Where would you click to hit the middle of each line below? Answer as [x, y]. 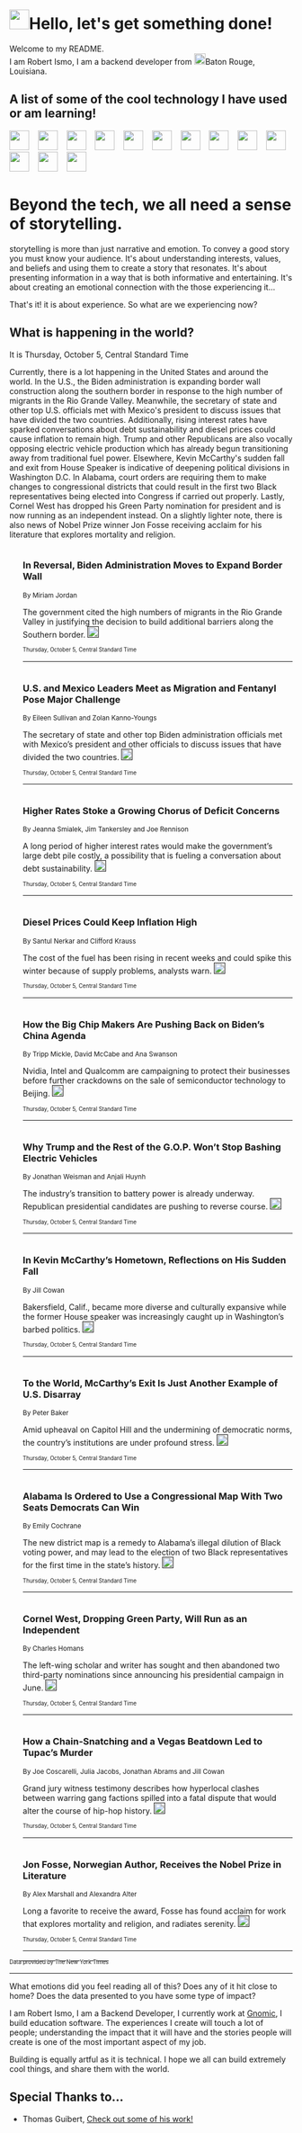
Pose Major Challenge [71, 699]
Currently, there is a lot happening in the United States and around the [139, 372]
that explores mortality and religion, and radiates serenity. [129, 1924]
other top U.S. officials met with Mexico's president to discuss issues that [145, 410]
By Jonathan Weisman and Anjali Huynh [84, 1177]
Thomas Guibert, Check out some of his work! [107, 2119]
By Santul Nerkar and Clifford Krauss [79, 941]
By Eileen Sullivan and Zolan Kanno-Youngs [89, 718]
